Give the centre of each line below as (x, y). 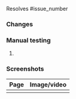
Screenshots (25, 69)
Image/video (48, 85)
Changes (20, 24)
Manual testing (28, 40)
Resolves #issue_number (37, 9)
